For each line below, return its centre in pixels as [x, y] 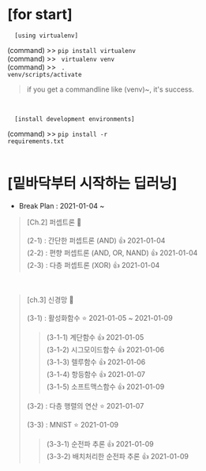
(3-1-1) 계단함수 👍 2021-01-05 [95, 337]
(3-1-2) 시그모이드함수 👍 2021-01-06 [105, 349]
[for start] [40, 15]
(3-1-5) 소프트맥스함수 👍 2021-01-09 [105, 386]
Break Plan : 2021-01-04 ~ [62, 205]
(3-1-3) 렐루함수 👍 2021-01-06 [96, 362]
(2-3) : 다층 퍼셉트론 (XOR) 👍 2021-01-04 [93, 265]
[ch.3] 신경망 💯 [50, 300]
